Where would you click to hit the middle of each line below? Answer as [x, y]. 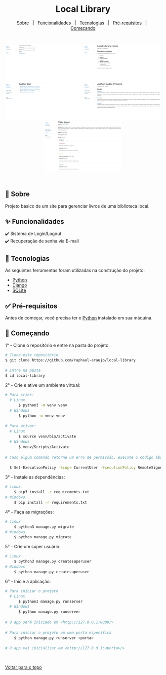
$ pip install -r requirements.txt [51, 502]
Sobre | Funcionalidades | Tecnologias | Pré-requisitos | [82, 23]
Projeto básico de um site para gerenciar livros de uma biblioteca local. [77, 206]
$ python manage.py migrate [43, 537]
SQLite [19, 290]
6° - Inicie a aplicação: [28, 581]
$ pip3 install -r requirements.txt [52, 492]
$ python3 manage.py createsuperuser [53, 561]
